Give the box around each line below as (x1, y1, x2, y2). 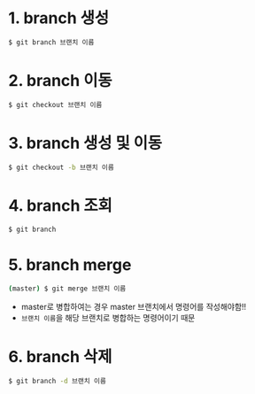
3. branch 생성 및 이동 (8, 133, 163, 153)
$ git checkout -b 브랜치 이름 (8, 163, 114, 172)
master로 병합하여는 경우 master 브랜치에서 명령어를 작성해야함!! (20, 302, 247, 313)
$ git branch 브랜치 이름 (8, 37, 95, 47)
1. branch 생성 (8, 8, 110, 28)
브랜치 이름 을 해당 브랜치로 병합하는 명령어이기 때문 (20, 313, 196, 323)
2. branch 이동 (8, 71, 112, 90)
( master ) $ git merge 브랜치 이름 (8, 284, 127, 293)
